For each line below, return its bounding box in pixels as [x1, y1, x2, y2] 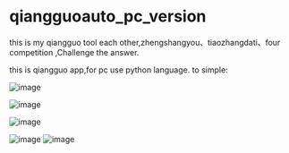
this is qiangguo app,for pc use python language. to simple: [9, 64, 228, 75]
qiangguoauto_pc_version [9, 6, 207, 27]
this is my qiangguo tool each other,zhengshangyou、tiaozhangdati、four [9, 37, 281, 47]
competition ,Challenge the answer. [9, 47, 140, 57]
